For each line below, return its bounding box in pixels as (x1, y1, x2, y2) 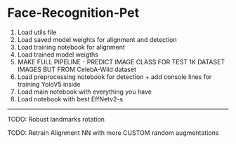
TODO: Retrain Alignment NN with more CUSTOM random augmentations (7, 128, 219, 137)
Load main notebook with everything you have (17, 87, 152, 96)
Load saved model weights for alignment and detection (17, 35, 177, 43)
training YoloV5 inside (17, 80, 81, 88)
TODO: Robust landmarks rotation (7, 115, 105, 123)
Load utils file (17, 28, 57, 36)
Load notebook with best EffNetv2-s (17, 94, 124, 103)
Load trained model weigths (17, 50, 98, 59)
